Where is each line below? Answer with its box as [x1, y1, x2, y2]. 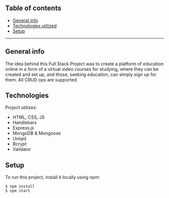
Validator [12, 146, 31, 152]
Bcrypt [12, 141, 27, 147]
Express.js [12, 125, 34, 131]
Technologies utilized [12, 23, 57, 29]
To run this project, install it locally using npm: [5, 174, 101, 180]
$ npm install [5, 184, 35, 189]
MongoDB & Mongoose [12, 130, 61, 136]
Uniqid [12, 136, 27, 142]
